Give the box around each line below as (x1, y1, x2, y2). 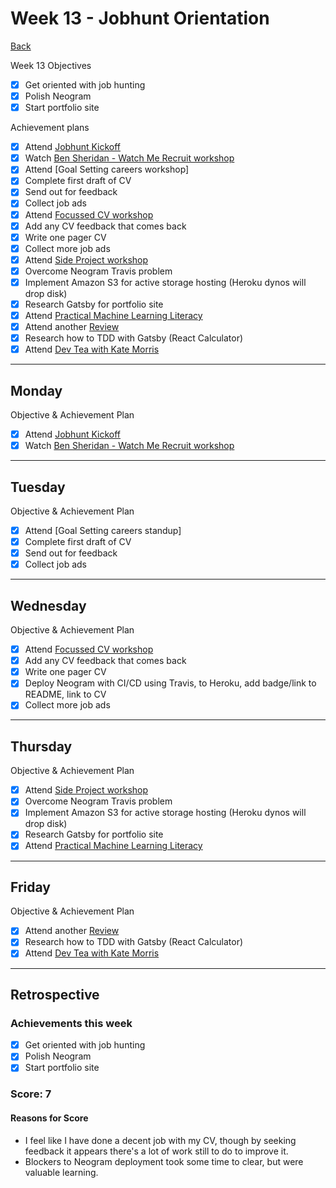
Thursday (10, 738, 73, 755)
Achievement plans (10, 122, 90, 134)
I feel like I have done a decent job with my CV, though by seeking (24, 1134, 297, 1146)
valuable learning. (24, 1166, 99, 1178)
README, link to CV (24, 688, 107, 701)
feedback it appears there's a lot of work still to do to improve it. (24, 1145, 289, 1157)
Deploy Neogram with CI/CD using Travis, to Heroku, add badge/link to (24, 677, 317, 689)
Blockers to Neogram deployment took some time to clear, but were (24, 1155, 304, 1167)
